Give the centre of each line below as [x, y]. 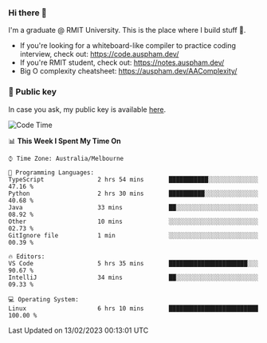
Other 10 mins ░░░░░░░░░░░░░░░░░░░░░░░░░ [133, 221]
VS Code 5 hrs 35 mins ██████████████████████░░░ [133, 263]
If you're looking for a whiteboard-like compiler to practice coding [128, 46]
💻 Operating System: [44, 299]
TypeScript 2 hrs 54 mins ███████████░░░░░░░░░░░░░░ [133, 179]
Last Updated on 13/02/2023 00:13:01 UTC [79, 330]
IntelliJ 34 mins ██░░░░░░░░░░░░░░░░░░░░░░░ [133, 277]
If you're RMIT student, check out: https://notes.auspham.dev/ [122, 62]
